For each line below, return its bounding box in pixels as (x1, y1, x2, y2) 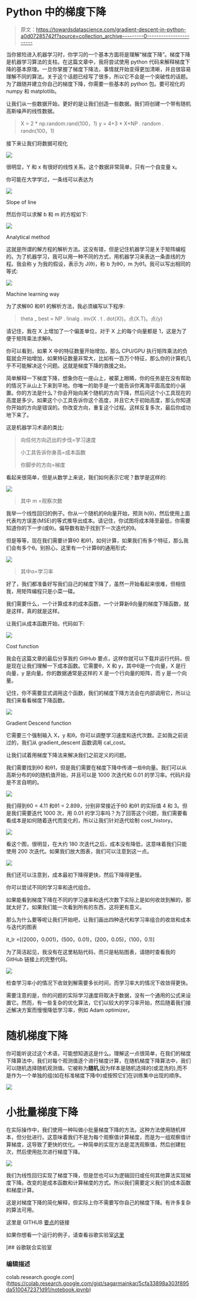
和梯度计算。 (6, 1186, 37, 1193)
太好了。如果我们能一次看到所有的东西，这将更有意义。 (11, 903, 145, 910)
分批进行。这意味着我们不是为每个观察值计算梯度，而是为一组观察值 (21, 1133, 186, 1140)
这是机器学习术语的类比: (6, 424, 64, 431)
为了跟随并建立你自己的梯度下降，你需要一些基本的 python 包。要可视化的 (6, 80, 185, 87)
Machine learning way (6, 290, 60, 297)
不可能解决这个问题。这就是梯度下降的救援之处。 (11, 362, 130, 369)
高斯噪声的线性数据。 (6, 107, 57, 115)
